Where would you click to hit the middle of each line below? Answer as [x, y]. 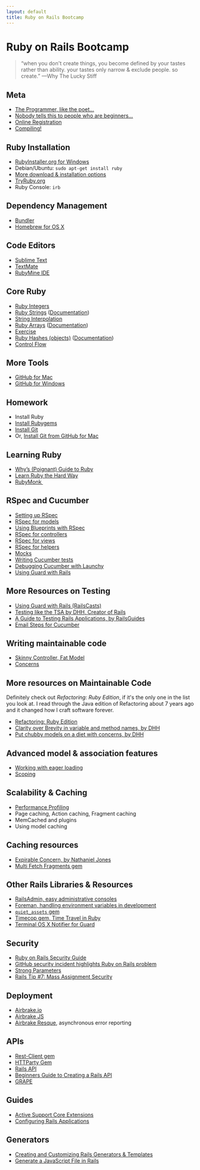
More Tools [27, 363]
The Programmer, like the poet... [54, 110]
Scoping [25, 774]
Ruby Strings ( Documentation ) [52, 312]
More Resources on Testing [58, 591]
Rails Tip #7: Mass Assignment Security [63, 977]
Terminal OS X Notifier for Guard [55, 925]
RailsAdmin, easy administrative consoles [66, 899]
